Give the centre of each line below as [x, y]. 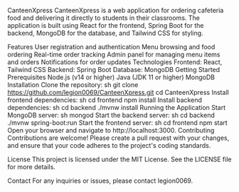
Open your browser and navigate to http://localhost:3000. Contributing [111, 130]
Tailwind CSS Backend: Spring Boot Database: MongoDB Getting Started [114, 70]
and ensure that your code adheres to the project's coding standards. [109, 145]
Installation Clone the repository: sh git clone [73, 85]
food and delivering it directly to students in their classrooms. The [104, 18]
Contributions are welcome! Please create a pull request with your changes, [118, 138]
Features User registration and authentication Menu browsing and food [111, 47]
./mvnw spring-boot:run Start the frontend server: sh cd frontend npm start [117, 123]
